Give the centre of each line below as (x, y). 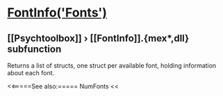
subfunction (34, 49)
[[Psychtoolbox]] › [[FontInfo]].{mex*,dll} (98, 38)
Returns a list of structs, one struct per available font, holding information (112, 66)
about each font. (31, 73)
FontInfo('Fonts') (57, 13)
